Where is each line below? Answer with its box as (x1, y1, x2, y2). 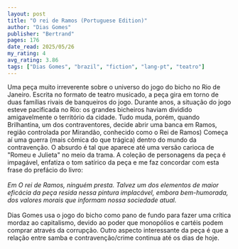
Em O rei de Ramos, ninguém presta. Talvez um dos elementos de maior (7, 180, 219, 189)
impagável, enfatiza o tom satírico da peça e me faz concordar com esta (7, 157, 220, 167)
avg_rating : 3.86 (7, 57, 59, 64)
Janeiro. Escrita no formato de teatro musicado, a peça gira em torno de (7, 90, 219, 99)
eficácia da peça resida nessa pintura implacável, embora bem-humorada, (7, 188, 229, 197)
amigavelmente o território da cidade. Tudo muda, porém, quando (7, 113, 200, 121)
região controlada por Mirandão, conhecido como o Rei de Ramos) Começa (7, 128, 229, 136)
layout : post (7, 10, 46, 18)
